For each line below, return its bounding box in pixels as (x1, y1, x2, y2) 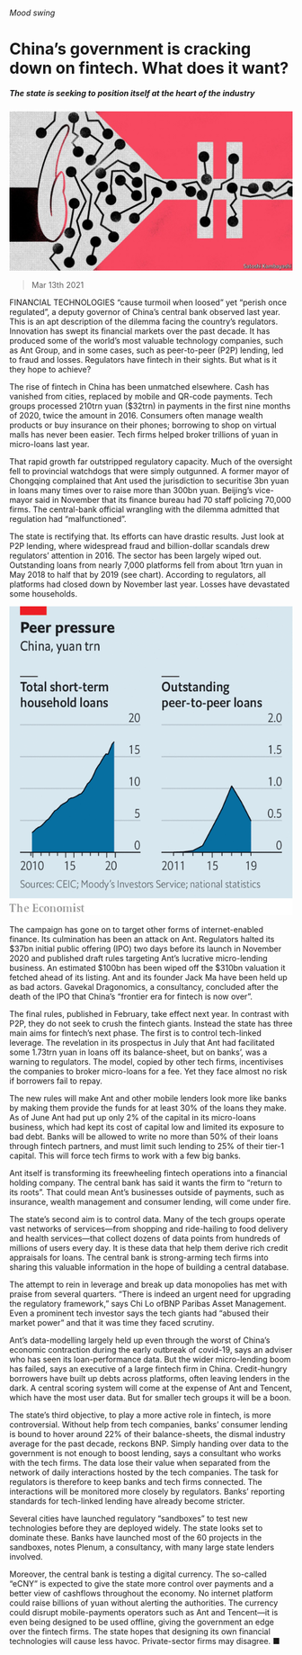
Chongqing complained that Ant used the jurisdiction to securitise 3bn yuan (9, 475, 289, 486)
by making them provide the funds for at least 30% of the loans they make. (9, 1102, 288, 1113)
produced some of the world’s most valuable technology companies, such (9, 336, 283, 346)
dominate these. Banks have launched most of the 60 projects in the (9, 1533, 262, 1543)
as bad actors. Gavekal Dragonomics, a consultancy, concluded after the (9, 982, 279, 992)
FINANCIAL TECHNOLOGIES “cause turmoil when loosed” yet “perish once (9, 297, 288, 308)
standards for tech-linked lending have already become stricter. (9, 1496, 245, 1507)
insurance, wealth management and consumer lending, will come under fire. (9, 1197, 291, 1207)
